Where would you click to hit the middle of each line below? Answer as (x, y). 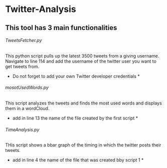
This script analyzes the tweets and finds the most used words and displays (83, 103)
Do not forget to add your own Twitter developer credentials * (76, 76)
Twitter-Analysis (41, 9)
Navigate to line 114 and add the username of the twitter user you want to (81, 61)
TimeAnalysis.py (22, 129)
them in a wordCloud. (27, 108)
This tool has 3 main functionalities (61, 28)
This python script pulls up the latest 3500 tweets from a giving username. (82, 55)
